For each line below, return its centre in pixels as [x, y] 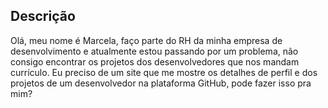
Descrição [43, 16]
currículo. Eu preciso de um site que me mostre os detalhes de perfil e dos [164, 72]
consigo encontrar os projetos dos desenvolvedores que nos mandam [155, 61]
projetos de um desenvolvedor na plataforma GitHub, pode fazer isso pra [161, 83]
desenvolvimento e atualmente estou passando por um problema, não [154, 51]
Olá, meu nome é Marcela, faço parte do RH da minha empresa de [146, 40]
